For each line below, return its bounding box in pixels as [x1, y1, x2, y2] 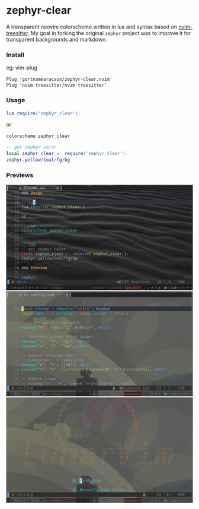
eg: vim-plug [6, 64, 37, 71]
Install [6, 50, 25, 59]
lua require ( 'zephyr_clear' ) [6, 110, 78, 116]
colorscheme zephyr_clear [6, 133, 70, 140]
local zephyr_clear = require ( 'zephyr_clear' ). [6, 151, 129, 157]
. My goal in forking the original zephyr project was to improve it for [27, 29, 191, 36]
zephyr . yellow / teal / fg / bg [6, 157, 70, 163]
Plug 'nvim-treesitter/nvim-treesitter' [6, 83, 108, 88]
